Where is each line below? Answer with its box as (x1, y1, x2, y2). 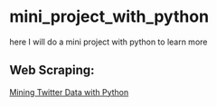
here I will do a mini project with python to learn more (9, 36, 208, 47)
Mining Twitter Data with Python (9, 86, 129, 97)
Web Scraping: (9, 63, 95, 78)
